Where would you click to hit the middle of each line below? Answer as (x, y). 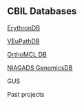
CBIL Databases (42, 11)
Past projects (26, 94)
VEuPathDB (23, 41)
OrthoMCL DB (27, 54)
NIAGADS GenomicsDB (40, 67)
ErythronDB (23, 27)
